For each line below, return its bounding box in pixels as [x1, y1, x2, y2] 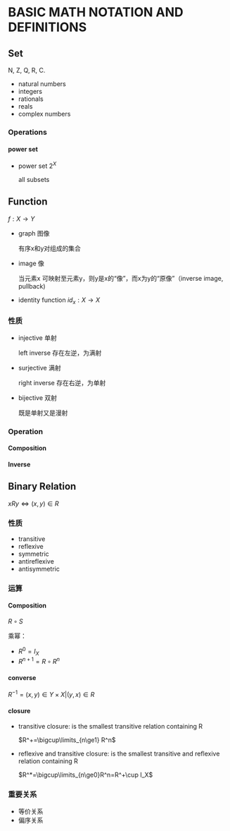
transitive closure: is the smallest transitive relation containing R [18, 722, 203, 731]
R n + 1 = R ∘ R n [18, 656, 60, 666]
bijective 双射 [18, 393, 57, 402]
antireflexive [18, 557, 55, 565]
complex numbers [18, 110, 71, 118]
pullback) [18, 281, 46, 290]
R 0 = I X [18, 646, 39, 657]
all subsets [18, 175, 50, 183]
